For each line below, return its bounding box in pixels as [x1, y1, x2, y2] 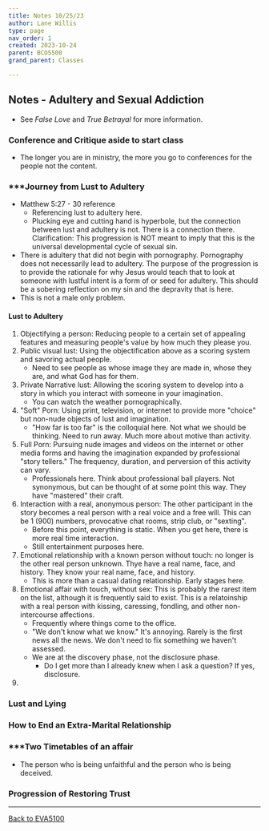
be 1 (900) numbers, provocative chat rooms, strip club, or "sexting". [19, 516, 247, 526]
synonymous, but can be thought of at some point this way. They [31, 482, 247, 492]
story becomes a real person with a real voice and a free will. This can [19, 508, 251, 518]
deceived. [19, 768, 54, 777]
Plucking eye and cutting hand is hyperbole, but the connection [31, 216, 242, 226]
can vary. [19, 466, 51, 475]
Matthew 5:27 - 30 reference [19, 200, 116, 209]
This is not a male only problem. [19, 293, 126, 303]
